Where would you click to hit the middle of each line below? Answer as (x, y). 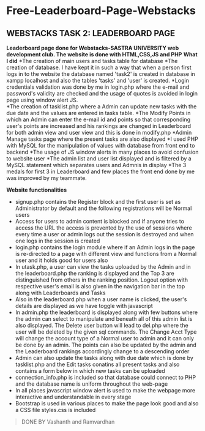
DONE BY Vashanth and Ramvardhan (68, 422)
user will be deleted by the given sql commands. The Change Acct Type (106, 332)
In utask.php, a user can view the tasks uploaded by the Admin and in (103, 267)
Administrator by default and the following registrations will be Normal (103, 208)
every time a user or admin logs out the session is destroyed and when (104, 234)
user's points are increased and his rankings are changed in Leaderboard (99, 126)
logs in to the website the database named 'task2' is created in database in (101, 74)
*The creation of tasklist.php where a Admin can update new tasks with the (102, 107)
